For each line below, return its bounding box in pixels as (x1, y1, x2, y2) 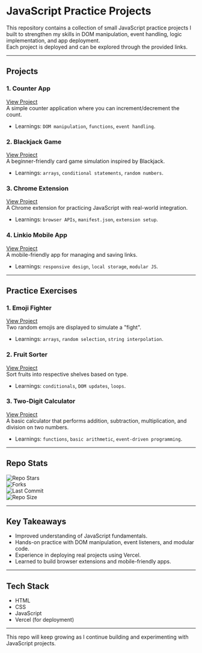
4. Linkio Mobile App (6, 231, 67, 239)
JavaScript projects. (6, 640, 56, 647)
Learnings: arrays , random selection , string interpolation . (14, 336, 164, 343)
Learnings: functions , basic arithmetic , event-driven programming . (14, 435, 183, 443)
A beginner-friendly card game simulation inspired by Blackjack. (6, 158, 165, 165)
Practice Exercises (6, 286, 78, 296)
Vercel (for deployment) (14, 616, 74, 624)
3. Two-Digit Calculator (6, 397, 76, 405)
